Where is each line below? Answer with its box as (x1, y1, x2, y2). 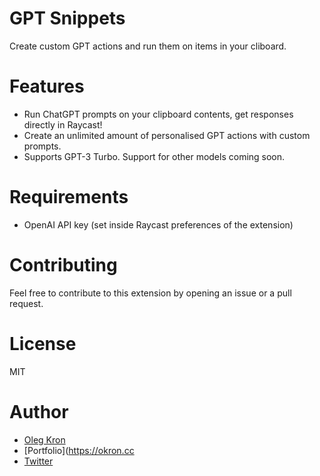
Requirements (9, 186, 129, 209)
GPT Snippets (9, 7, 126, 30)
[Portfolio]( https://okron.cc (23, 444, 135, 456)
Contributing (9, 254, 118, 276)
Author (9, 400, 69, 423)
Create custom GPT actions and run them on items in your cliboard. (9, 40, 287, 52)
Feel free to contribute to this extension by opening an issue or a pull (9, 287, 292, 299)
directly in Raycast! (23, 118, 103, 131)
